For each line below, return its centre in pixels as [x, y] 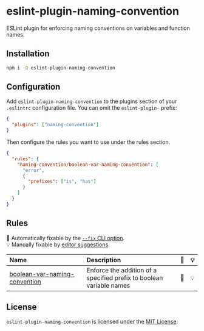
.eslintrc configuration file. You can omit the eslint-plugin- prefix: [92, 108]
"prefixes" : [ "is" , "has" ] [62, 182]
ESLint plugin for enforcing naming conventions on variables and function [98, 28]
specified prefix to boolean [125, 277]
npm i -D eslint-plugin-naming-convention [61, 68]
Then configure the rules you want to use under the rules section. [88, 142]
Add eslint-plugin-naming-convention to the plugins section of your [92, 101]
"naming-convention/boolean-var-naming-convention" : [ [88, 165]
